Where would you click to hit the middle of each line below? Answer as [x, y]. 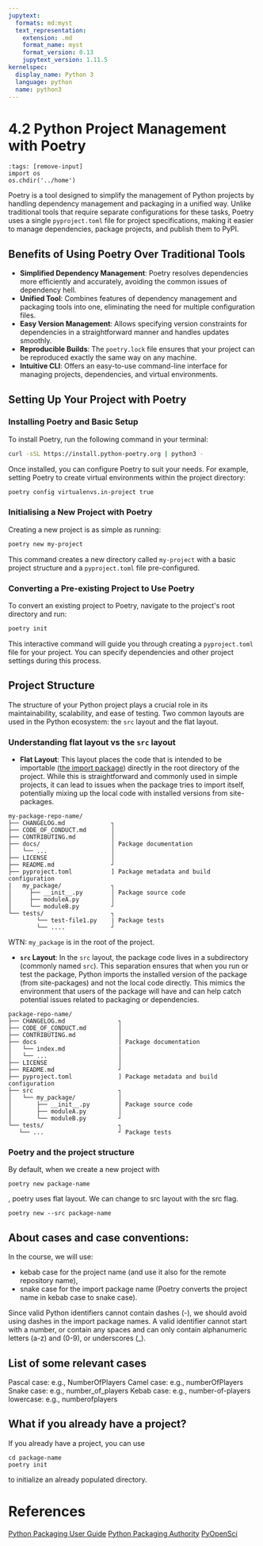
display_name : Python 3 [54, 75]
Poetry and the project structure [71, 1152]
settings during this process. [55, 661]
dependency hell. [48, 290]
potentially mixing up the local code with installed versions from [124, 793]
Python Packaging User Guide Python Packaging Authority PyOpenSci [123, 1533]
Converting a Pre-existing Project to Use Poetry [102, 588]
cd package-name [35, 1458]
